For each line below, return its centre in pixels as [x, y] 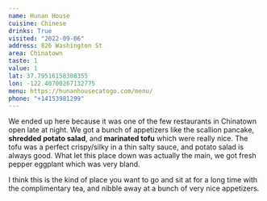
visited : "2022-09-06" [46, 38]
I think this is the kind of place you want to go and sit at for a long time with [133, 180]
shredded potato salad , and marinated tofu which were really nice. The [128, 139]
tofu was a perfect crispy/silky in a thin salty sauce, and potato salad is [126, 147]
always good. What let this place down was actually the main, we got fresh [132, 156]
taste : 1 [23, 61]
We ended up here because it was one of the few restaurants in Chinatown [133, 121]
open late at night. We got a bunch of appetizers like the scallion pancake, [131, 130]
